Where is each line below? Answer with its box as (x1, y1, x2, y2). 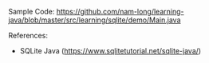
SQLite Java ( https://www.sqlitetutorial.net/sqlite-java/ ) (19, 46, 202, 55)
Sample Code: (8, 7, 55, 16)
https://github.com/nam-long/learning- (56, 7, 184, 16)
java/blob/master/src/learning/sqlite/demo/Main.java (8, 15, 181, 25)
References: (8, 31, 48, 40)
